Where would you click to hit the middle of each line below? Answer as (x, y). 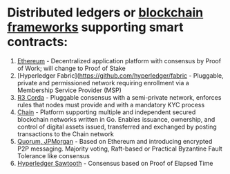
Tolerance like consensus (53, 155)
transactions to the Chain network (65, 134)
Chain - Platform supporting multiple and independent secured (106, 112)
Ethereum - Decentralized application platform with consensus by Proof (119, 61)
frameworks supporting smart (96, 27)
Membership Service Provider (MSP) (69, 90)
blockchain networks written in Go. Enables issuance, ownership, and (116, 119)
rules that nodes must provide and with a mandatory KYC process (111, 105)
